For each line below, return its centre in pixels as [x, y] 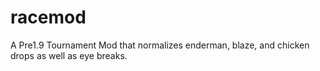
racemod [48, 17]
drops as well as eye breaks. [69, 55]
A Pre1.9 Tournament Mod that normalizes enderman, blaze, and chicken [160, 45]
